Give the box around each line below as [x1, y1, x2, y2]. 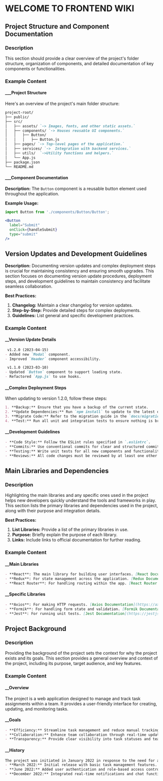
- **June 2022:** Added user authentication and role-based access [5, 767, 145, 772]
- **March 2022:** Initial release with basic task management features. [5, 763, 158, 767]
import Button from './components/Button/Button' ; [5, 209, 110, 214]
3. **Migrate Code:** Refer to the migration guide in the [5, 414, 127, 419]
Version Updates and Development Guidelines [5, 250, 147, 258]
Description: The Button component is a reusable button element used [5, 186, 147, 191]
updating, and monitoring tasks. [5, 706, 69, 712]
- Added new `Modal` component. [5, 352, 70, 357]
